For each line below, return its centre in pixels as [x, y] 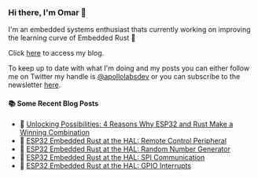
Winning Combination [55, 132]
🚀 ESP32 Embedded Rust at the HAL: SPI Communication [112, 157]
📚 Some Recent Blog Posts [53, 103]
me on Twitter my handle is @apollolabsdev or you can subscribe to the [124, 77]
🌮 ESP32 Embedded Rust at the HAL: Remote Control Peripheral [123, 140]
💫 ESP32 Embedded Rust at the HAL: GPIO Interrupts [105, 165]
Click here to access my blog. [56, 53]
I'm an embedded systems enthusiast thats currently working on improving [129, 30]
